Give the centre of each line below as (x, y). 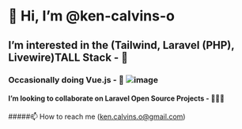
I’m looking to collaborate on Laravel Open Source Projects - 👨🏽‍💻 (117, 98)
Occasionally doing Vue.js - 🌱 (66, 79)
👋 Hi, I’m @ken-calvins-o (92, 16)
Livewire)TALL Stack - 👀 (68, 57)
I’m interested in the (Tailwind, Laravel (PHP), (121, 45)
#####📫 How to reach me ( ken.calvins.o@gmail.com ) (97, 116)
